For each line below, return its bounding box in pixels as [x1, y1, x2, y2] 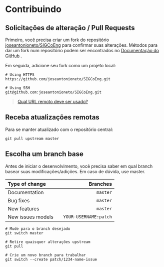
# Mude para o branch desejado [5, 226, 70, 231]
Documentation [7, 189, 44, 196]
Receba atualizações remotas [5, 113, 100, 121]
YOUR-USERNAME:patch [63, 214, 112, 219]
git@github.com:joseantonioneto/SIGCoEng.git [5, 90, 101, 95]
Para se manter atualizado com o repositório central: [5, 126, 113, 132]
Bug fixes [7, 197, 30, 204]
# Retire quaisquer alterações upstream [5, 239, 91, 244]
